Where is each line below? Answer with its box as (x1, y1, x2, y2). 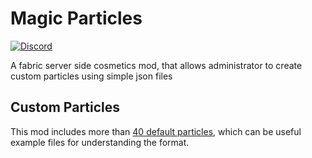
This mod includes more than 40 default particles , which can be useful (10, 125, 302, 137)
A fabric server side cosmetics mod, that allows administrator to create (10, 59, 303, 71)
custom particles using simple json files (10, 70, 173, 82)
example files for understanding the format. (10, 136, 190, 148)
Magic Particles (10, 7, 143, 30)
